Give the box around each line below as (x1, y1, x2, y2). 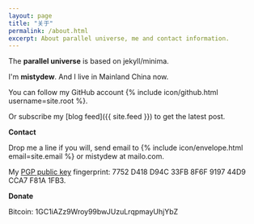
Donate (8, 191, 34, 201)
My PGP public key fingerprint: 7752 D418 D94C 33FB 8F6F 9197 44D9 (8, 167, 247, 177)
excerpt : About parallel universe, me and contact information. (8, 34, 230, 43)
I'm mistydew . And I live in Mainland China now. (8, 72, 169, 81)
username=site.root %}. (8, 96, 88, 106)
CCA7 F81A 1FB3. (8, 176, 66, 185)
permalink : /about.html (8, 27, 89, 35)
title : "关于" (8, 19, 54, 27)
